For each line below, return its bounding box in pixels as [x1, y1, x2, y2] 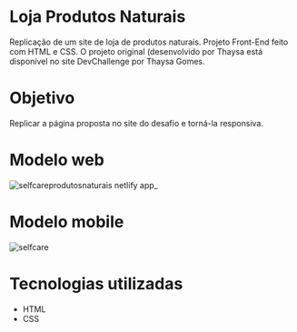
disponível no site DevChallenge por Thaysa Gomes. [9, 55, 206, 66]
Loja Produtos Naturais [9, 6, 186, 27]
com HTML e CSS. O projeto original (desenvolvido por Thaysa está [9, 45, 263, 56]
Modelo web [9, 150, 104, 170]
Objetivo [9, 88, 75, 108]
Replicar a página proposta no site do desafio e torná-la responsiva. [9, 117, 263, 128]
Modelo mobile [9, 212, 124, 232]
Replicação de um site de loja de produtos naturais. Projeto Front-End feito [9, 36, 289, 47]
